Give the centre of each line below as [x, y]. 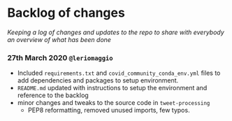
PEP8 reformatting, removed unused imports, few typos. [109, 111]
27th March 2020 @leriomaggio [60, 57]
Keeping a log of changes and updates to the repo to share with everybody [116, 32]
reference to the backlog [53, 95]
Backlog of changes [66, 13]
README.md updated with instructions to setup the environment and [112, 88]
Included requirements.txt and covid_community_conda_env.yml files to [119, 73]
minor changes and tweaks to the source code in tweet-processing [114, 103]
